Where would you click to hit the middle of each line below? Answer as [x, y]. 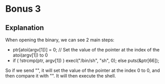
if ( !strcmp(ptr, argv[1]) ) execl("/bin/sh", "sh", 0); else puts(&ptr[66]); [86, 61]
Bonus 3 [23, 9]
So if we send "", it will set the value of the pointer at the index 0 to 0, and [82, 70]
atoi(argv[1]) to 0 [30, 55]
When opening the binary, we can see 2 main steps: [60, 40]
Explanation [25, 28]
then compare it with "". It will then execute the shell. [61, 76]
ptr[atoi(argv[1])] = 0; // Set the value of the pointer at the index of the [86, 50]
